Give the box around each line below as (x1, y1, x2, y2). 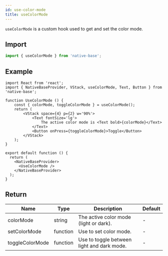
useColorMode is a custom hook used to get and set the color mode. (5, 25, 143, 31)
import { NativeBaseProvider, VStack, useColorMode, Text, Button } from (5, 85, 162, 90)
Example (5, 67, 33, 75)
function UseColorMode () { (5, 98, 64, 103)
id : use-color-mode (5, 7, 46, 12)
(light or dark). (78, 219, 112, 226)
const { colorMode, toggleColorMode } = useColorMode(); (14, 102, 135, 107)
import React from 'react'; (5, 80, 64, 85)
